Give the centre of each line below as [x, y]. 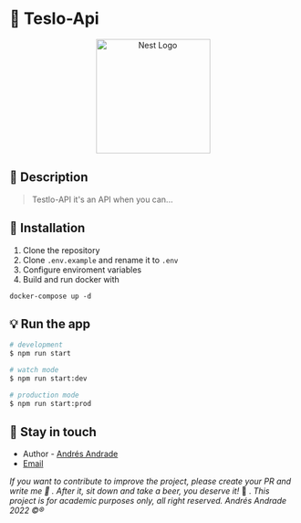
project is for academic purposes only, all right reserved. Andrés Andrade [148, 501]
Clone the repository [61, 250]
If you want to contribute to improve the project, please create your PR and [150, 481]
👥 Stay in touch [53, 432]
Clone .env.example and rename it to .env [100, 260]
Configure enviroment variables [82, 270]
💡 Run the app [50, 324]
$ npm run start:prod [51, 403]
